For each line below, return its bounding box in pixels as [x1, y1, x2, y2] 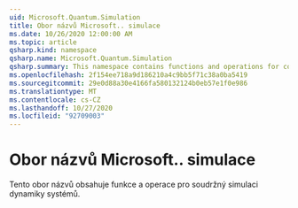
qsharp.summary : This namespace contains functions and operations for [9, 63, 279, 72]
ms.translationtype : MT [9, 87, 98, 96]
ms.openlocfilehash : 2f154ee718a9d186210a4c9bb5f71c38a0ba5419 [9, 71, 248, 80]
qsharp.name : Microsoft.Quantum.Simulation [9, 54, 173, 63]
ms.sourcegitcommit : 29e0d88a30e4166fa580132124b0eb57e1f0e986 [9, 79, 248, 88]
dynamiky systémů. [9, 189, 81, 199]
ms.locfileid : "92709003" [9, 112, 105, 120]
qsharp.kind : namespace [9, 46, 98, 55]
